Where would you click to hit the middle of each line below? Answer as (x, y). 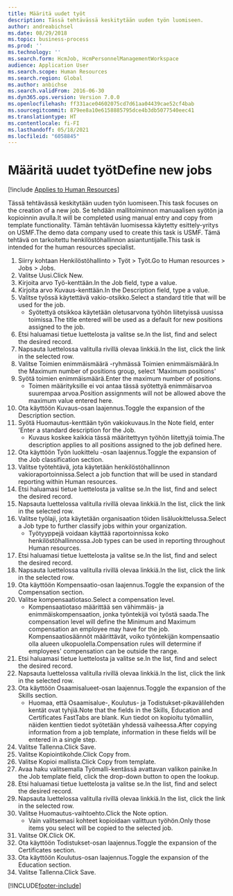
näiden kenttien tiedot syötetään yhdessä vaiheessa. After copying (122, 725)
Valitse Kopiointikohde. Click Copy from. (74, 755)
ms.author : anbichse (38, 85)
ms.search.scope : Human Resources (58, 71)
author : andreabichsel (41, 26)
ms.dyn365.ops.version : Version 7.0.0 (64, 98)
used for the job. (41, 305)
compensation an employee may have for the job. (99, 629)
